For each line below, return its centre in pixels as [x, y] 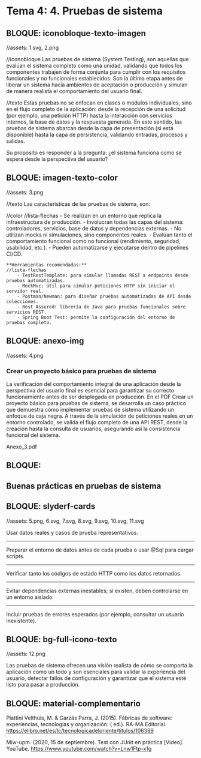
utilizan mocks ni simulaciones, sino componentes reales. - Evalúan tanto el [99, 235]
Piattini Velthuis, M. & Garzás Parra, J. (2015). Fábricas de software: [89, 718]
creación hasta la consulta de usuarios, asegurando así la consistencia [93, 429]
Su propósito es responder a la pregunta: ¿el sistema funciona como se [94, 152]
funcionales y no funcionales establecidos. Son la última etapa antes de [95, 78]
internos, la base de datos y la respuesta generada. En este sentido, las [94, 122]
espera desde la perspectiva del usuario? [57, 159]
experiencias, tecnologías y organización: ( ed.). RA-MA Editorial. [86, 724]
